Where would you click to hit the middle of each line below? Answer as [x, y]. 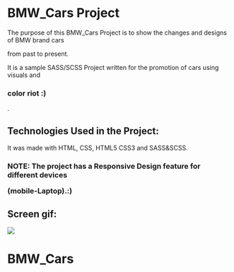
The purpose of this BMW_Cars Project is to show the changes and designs [117, 32]
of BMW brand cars [36, 40]
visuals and [24, 75]
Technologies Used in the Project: [83, 131]
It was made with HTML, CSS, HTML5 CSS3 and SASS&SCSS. [98, 148]
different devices [37, 175]
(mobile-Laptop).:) [40, 191]
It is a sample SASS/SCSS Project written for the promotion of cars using [113, 67]
